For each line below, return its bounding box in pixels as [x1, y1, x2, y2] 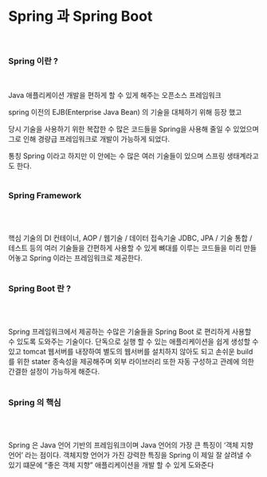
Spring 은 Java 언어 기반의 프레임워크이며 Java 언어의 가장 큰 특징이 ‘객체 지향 [8, 440, 253, 450]
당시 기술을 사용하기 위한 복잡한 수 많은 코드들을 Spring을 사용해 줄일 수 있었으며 [8, 124, 259, 134]
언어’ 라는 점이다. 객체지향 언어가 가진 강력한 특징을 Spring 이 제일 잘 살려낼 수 [8, 451, 253, 460]
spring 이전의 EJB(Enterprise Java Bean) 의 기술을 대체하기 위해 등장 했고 [8, 108, 242, 117]
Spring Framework [8, 190, 82, 201]
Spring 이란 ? [8, 55, 58, 66]
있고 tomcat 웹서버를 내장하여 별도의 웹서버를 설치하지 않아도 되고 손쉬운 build [8, 346, 253, 356]
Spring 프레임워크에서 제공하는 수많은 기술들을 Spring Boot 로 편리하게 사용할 [8, 326, 252, 336]
